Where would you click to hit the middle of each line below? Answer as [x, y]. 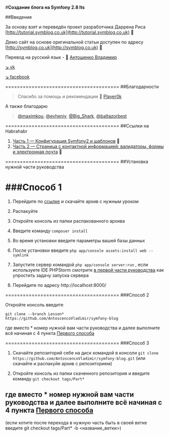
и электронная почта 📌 [37, 152]
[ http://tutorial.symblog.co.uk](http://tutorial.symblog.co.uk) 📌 [70, 32]
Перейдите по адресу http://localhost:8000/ [60, 285]
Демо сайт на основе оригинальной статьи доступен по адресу [74, 42]
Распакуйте [25, 211]
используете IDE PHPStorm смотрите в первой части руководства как [88, 270]
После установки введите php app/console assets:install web [79, 250]
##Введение [19, 17]
